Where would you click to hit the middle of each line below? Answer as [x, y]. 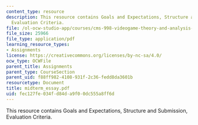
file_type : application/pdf [41, 39]
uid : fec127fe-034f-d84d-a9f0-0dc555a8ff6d [60, 94]
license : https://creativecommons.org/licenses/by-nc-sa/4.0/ [84, 55]
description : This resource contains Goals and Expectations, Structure [97, 17]
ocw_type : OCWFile [29, 61]
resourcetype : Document [35, 83]
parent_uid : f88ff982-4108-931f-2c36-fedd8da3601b [70, 77]
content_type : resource [35, 11]
